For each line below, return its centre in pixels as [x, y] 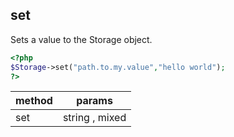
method [34, 101]
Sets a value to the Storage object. [81, 39]
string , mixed [94, 118]
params [94, 101]
